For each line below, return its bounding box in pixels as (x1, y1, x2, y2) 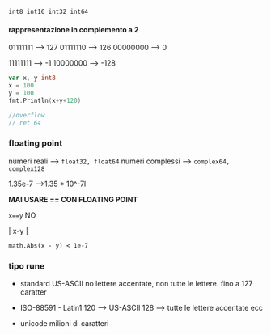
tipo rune (8, 260, 45, 271)
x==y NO (8, 210, 36, 220)
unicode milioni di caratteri (19, 319, 109, 329)
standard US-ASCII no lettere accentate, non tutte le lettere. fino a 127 (19, 279, 253, 289)
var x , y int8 (8, 74, 57, 83)
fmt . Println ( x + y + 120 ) (8, 96, 82, 104)
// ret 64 (8, 118, 42, 127)
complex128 (8, 164, 45, 173)
